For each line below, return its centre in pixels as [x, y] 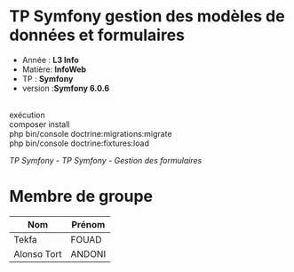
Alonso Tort [38, 253]
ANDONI [88, 253]
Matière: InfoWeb [54, 69]
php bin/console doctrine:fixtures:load [79, 143]
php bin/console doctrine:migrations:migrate [91, 133]
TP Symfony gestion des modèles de [147, 16]
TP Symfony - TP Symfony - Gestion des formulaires [106, 160]
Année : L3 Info [51, 60]
